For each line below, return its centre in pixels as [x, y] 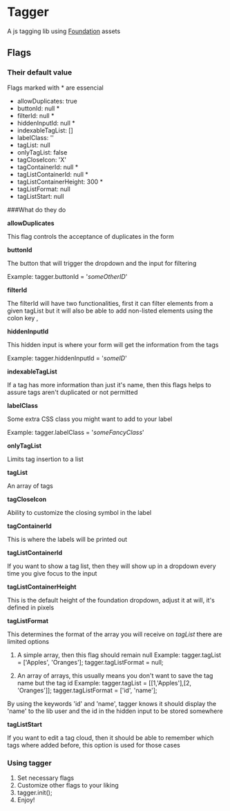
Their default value [40, 72]
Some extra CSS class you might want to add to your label [90, 419]
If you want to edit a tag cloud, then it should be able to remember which [111, 737]
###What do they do [37, 209]
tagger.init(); [35, 792]
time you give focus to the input [52, 573]
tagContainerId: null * [48, 167]
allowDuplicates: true [47, 101]
